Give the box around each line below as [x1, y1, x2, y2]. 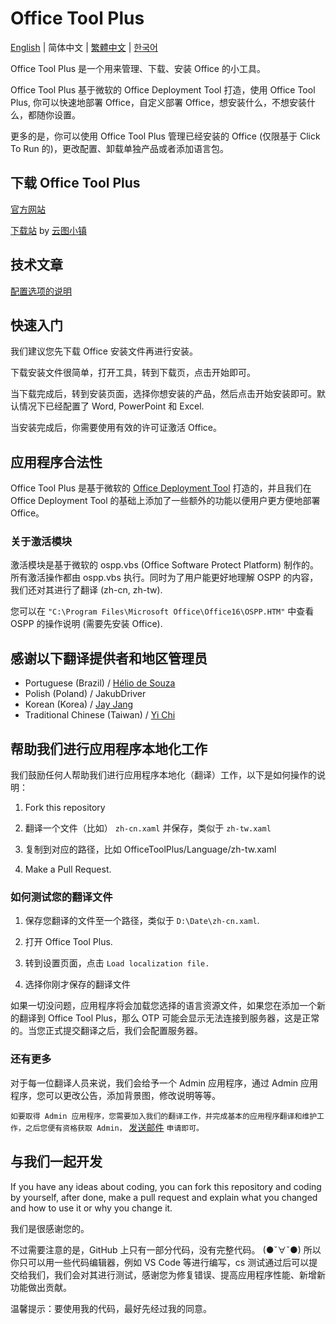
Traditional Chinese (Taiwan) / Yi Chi [24, 709, 176, 721]
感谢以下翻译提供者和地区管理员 [10, 650, 208, 667]
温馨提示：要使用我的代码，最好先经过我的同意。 [10, 1302, 212, 1314]
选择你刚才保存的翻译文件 [24, 978, 131, 991]
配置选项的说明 [10, 285, 72, 297]
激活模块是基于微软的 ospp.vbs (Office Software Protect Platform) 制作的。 [10, 559, 320, 571]
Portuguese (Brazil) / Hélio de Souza [24, 677, 176, 689]
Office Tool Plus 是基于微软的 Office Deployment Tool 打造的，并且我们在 [10, 482, 312, 494]
